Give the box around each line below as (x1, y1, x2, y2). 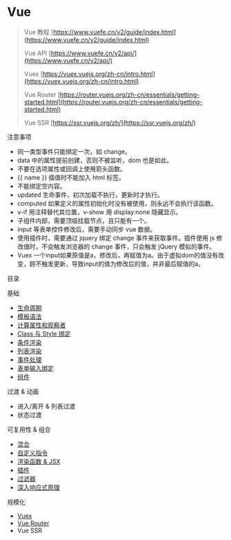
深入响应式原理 (17, 483, 60, 491)
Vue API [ (23, 49, 52, 57)
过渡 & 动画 (7, 387, 39, 396)
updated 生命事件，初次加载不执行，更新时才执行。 (17, 191, 164, 199)
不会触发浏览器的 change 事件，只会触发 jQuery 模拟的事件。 (41, 242, 216, 251)
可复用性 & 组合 (7, 425, 51, 434)
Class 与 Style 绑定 (17, 329, 71, 338)
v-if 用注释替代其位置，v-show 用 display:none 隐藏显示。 (17, 208, 182, 216)
